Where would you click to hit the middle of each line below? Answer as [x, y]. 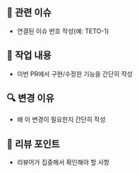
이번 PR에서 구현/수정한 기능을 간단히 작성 [75, 73]
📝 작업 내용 [29, 55]
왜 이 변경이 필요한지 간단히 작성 [61, 119]
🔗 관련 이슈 [29, 13]
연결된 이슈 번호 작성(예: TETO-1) [63, 31]
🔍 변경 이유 [30, 99]
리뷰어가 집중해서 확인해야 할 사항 [63, 162]
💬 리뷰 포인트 [34, 144]
